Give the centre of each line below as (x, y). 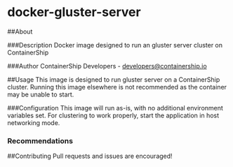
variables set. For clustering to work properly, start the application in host (113, 115)
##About (20, 31)
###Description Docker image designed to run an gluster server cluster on (115, 45)
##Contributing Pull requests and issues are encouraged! (90, 156)
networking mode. (34, 122)
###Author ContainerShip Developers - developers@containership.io (107, 66)
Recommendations (40, 140)
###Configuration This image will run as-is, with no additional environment (115, 108)
